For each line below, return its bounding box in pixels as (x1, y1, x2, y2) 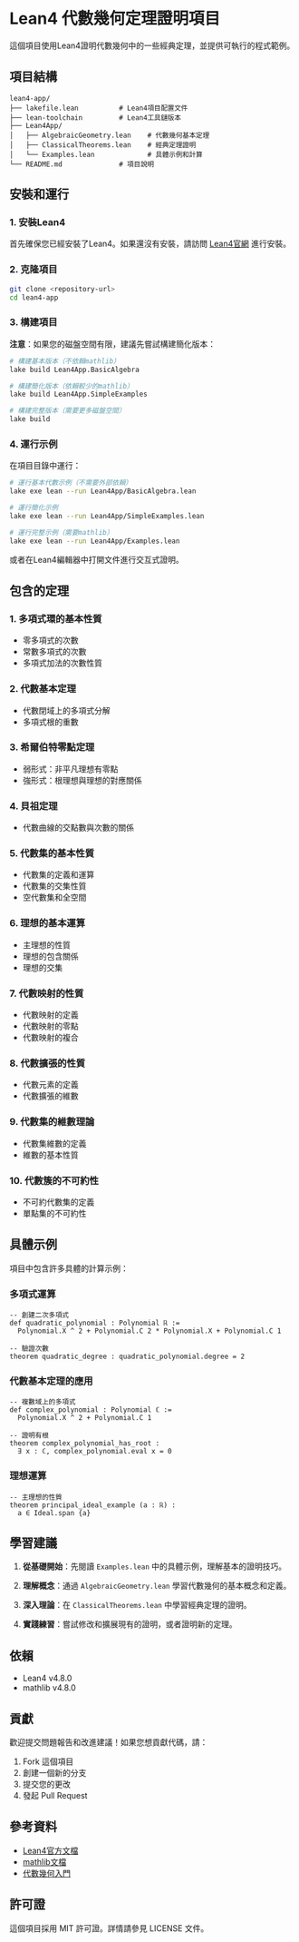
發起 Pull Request (22, 1790, 88, 1801)
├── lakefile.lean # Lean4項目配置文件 (9, 104, 188, 113)
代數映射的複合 (22, 1032, 79, 1043)
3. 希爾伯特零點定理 (9, 741, 95, 754)
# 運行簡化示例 (9, 503, 59, 513)
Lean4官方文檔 (22, 1845, 79, 1856)
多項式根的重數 (22, 716, 79, 727)
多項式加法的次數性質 (22, 657, 102, 668)
